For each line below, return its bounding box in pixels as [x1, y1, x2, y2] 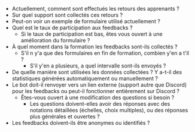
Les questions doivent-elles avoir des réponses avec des [29, 100, 170, 107]
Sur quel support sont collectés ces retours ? [11, 11, 123, 19]
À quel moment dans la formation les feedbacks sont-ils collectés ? [11, 43, 178, 50]
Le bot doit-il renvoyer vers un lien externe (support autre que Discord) [11, 81, 187, 88]
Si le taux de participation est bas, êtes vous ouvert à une [20, 30, 163, 38]
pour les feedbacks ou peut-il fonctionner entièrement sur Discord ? [11, 88, 180, 94]
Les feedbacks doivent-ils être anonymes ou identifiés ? [11, 119, 150, 126]
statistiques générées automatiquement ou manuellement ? [11, 75, 159, 82]
